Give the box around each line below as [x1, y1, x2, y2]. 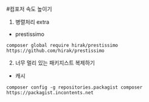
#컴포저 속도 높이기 [6, 5, 52, 12]
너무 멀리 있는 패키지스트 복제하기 [15, 59, 95, 66]
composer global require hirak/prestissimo [6, 42, 119, 48]
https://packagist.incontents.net [6, 90, 94, 96]
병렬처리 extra [15, 18, 50, 26]
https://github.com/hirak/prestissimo [6, 48, 105, 54]
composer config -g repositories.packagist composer [6, 84, 143, 90]
